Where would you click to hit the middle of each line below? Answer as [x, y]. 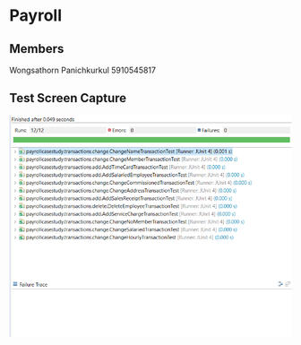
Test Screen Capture [68, 98]
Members [37, 49]
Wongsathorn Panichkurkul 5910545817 [83, 70]
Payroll [36, 16]
